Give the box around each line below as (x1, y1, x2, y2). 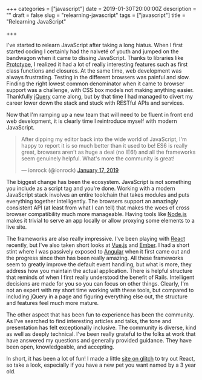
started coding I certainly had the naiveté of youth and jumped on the (6, 48, 179, 55)
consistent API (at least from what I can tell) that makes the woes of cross (6, 204, 190, 211)
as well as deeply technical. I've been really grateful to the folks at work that (6, 330, 196, 338)
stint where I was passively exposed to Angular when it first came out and (6, 248, 191, 255)
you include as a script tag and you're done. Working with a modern (6, 185, 175, 192)
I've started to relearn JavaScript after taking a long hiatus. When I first (6, 42, 183, 48)
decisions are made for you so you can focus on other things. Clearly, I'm (6, 280, 189, 287)
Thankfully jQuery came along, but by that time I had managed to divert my (6, 93, 194, 100)
